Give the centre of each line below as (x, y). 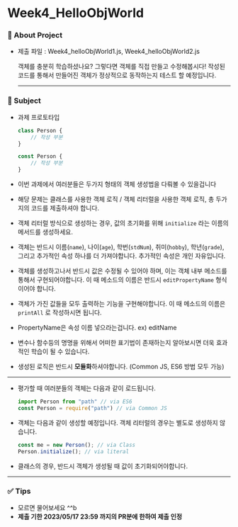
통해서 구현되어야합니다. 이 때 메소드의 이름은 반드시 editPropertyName (116, 280)
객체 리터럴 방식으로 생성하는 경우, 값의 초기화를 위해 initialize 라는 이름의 (123, 223)
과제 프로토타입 (39, 117)
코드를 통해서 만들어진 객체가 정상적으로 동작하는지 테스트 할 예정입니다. (117, 75)
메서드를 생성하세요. (45, 232)
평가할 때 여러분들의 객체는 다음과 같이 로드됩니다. (86, 388)
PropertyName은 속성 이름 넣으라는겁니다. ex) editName (97, 328)
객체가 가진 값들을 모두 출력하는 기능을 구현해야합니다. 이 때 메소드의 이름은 (121, 304)
